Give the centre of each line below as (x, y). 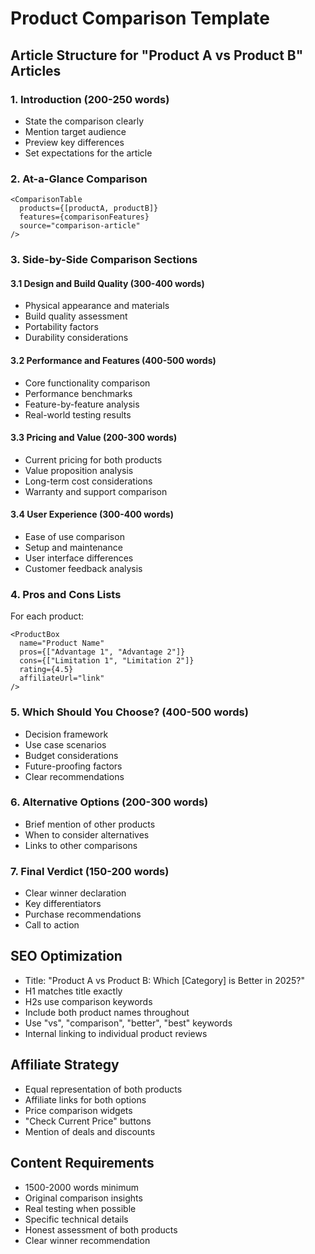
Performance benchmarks (78, 393)
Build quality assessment (76, 316)
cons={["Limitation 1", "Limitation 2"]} (107, 661)
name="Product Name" (62, 643)
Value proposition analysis (79, 470)
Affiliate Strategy (65, 1065)
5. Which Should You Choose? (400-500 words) (129, 712)
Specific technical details (76, 1219)
